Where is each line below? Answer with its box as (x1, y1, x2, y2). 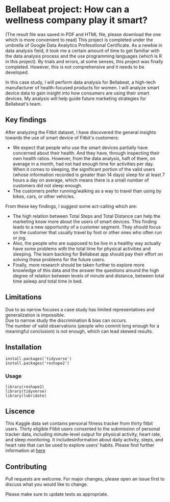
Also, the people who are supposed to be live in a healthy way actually (12, 240, 161, 246)
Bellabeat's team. (5, 101, 42, 107)
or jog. (12, 235, 27, 241)
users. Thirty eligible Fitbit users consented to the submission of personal (5, 426, 160, 432)
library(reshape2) (5, 384, 44, 389)
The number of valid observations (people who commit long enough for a (5, 322, 160, 329)
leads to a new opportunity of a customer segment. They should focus (12, 223, 161, 230)
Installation (5, 343, 42, 352)
